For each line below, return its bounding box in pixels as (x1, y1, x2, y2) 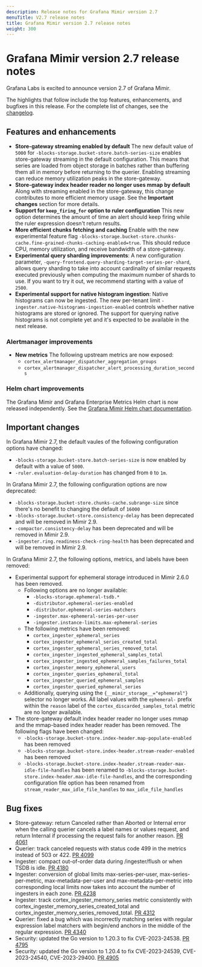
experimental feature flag (14, 233, 78, 239)
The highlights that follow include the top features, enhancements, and (6, 96, 182, 103)
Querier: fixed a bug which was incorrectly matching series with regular (14, 916, 193, 923)
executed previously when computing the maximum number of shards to (14, 271, 196, 278)
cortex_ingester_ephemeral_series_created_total (33, 639, 158, 645)
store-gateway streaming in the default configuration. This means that (14, 155, 189, 163)
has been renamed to (71, 766, 125, 774)
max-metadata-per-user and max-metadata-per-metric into (44, 877, 193, 884)
